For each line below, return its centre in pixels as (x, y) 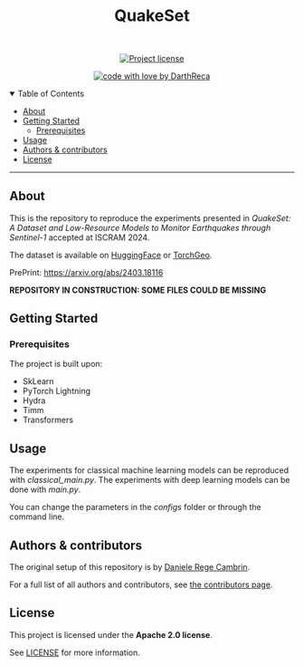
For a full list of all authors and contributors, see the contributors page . (141, 584)
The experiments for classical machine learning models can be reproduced (149, 470)
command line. (37, 516)
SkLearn (38, 381)
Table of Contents (51, 93)
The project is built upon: (56, 364)
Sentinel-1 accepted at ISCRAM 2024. (80, 237)
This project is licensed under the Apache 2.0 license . (111, 634)
